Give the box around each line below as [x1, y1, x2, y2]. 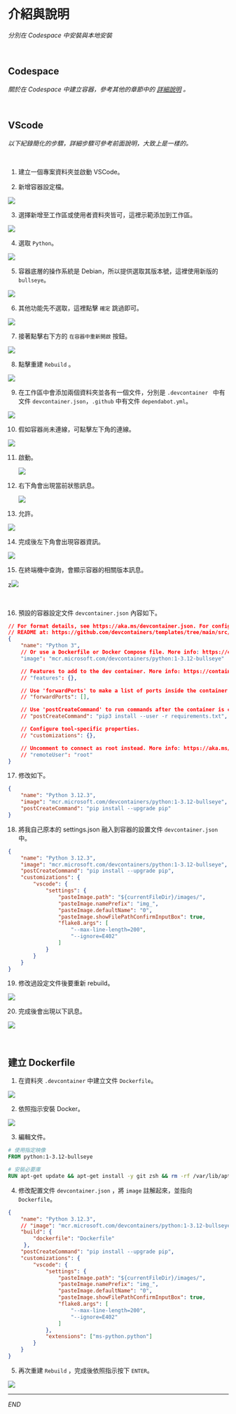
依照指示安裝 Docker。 [18, 1105, 85, 1113]
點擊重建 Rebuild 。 [18, 360, 75, 368]
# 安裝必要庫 [8, 1166, 41, 1173]
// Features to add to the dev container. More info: [20, 668, 181, 675]
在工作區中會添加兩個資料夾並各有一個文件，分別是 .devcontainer [18, 388, 209, 396]
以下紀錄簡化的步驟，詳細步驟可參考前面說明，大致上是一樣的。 [8, 138, 192, 148]
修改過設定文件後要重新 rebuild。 [18, 979, 114, 987]
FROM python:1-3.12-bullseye [8, 1153, 93, 1160]
